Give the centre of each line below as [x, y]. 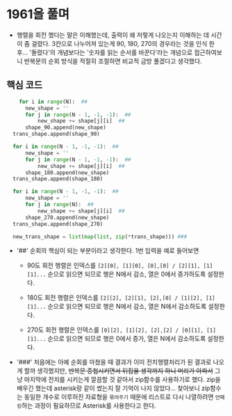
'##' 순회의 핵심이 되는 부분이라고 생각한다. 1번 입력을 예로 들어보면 [108, 251]
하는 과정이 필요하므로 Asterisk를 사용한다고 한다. [89, 406]
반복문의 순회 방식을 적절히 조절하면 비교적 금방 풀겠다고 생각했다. [113, 61]
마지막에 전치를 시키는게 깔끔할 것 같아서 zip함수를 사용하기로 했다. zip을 [122, 380]
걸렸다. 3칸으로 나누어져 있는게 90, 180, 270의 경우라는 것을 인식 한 [123, 43]
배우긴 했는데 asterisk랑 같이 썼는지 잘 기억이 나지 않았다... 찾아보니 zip [113, 388]
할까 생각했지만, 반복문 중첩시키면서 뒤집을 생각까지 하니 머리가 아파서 [118, 371]
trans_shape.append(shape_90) [56, 134]
